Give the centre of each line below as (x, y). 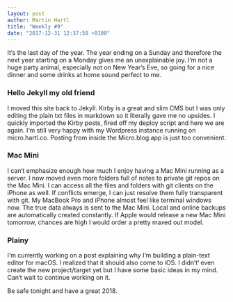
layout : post (26, 14)
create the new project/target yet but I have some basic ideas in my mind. (113, 270)
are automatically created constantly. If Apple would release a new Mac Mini (116, 215)
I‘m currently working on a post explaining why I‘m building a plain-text (109, 255)
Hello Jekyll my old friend (51, 93)
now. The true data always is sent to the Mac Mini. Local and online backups (116, 207)
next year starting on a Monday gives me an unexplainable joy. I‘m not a (110, 60)
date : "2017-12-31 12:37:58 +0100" (59, 33)
